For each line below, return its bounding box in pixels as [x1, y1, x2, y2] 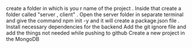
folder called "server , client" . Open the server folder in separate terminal [6, 11, 184, 18]
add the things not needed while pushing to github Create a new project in [6, 29, 186, 36]
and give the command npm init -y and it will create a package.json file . [6, 17, 180, 24]
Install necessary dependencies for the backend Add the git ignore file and [6, 23, 186, 30]
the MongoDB [6, 36, 40, 42]
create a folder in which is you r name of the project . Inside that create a [6, 5, 181, 12]
